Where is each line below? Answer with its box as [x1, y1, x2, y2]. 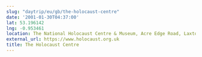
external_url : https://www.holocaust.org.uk [6, 36, 120, 42]
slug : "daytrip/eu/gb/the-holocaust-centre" [6, 8, 120, 15]
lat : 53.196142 [6, 20, 44, 26]
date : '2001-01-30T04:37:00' [6, 14, 79, 20]
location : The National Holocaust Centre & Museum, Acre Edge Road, [6, 31, 182, 37]
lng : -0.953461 [6, 25, 44, 31]
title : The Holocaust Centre [6, 42, 79, 48]
